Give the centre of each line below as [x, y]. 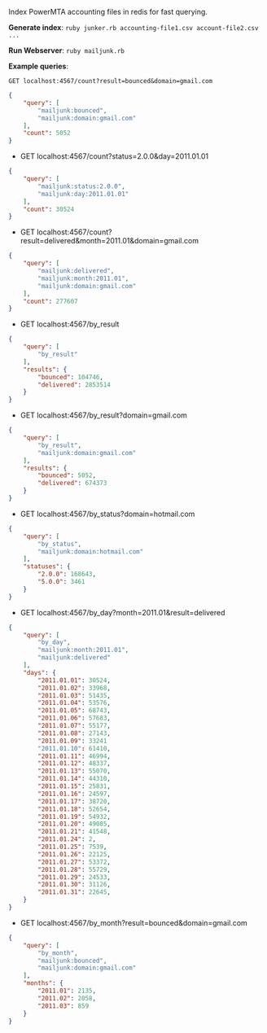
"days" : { [40, 672]
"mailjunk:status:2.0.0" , [82, 186]
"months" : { [43, 983]
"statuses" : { [47, 567]
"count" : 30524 [49, 209]
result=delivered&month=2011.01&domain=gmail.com [109, 241]
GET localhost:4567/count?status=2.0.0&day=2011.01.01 [114, 156]
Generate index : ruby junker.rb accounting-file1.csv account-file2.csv [133, 27]
